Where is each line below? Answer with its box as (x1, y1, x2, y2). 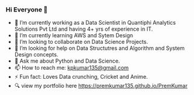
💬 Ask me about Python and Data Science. (14, 57, 120, 65)
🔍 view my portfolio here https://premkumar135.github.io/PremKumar (14, 82, 188, 90)
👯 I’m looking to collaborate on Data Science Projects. (14, 38, 149, 46)
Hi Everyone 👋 (5, 5, 48, 14)
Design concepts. (14, 51, 59, 58)
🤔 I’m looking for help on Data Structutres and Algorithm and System (14, 44, 185, 52)
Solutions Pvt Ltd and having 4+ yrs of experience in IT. (14, 25, 154, 32)
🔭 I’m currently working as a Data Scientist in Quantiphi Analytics (14, 19, 176, 26)
